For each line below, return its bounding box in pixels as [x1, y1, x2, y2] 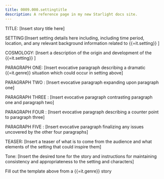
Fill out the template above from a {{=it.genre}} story [5, 168, 112, 174]
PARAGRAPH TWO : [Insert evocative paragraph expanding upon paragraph [5, 79, 159, 85]
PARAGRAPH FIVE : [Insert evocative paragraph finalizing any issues [5, 124, 144, 130]
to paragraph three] [5, 114, 45, 120]
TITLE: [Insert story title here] [5, 25, 65, 31]
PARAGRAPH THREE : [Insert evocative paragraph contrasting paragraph [5, 94, 153, 100]
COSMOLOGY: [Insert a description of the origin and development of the [5, 50, 152, 56]
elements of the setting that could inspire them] [5, 143, 101, 149]
